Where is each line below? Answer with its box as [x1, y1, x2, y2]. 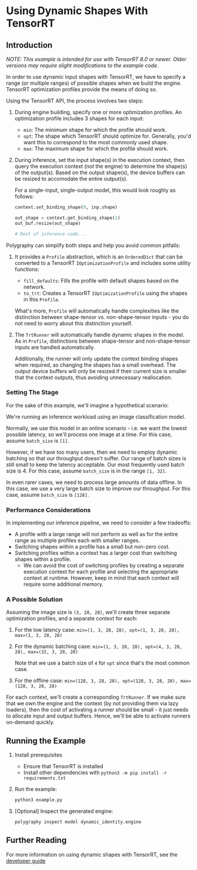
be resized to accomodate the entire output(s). [14, 175, 128, 182]
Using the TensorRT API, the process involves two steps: [6, 97, 144, 104]
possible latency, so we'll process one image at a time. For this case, [6, 431, 172, 438]
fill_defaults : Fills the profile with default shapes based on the [23, 277, 179, 284]
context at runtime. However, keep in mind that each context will [23, 575, 179, 582]
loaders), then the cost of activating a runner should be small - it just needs [6, 706, 189, 713]
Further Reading [6, 835, 67, 845]
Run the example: [14, 786, 58, 793]
